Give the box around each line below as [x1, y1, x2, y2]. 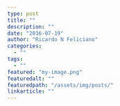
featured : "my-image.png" [7, 68, 82, 75]
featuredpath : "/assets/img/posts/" [7, 82, 114, 89]
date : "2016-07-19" [7, 29, 64, 37]
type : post [7, 10, 39, 17]
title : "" [7, 17, 36, 24]
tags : [7, 56, 23, 63]
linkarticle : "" [7, 88, 54, 95]
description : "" [7, 23, 54, 30]
